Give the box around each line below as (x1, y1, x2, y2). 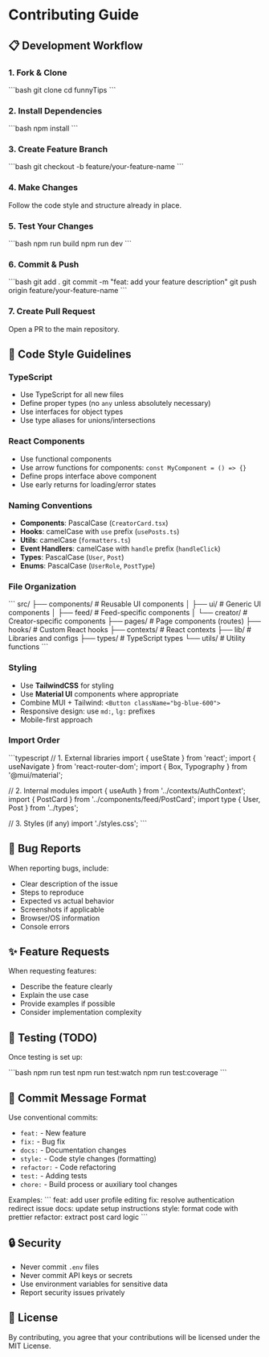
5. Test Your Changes (8, 220, 94, 231)
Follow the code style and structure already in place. (8, 200, 182, 210)
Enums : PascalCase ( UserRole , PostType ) (19, 561, 156, 570)
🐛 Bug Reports (8, 842, 82, 855)
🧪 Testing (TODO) (8, 1031, 98, 1045)
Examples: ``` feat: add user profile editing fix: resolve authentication (8, 1195, 234, 1205)
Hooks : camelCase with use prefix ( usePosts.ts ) (19, 526, 180, 536)
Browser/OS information (19, 912, 100, 923)
